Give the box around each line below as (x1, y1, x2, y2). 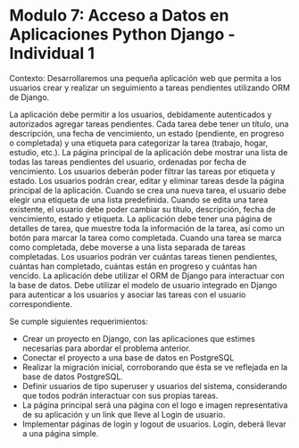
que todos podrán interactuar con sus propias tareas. (21, 390, 219, 401)
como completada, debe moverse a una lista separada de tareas (9, 242, 246, 253)
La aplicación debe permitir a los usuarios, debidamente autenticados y (9, 109, 272, 120)
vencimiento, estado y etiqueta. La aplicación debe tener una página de (9, 213, 272, 224)
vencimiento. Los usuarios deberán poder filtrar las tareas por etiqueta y (9, 166, 276, 177)
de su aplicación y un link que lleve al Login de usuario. (21, 409, 226, 419)
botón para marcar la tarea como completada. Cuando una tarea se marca (9, 232, 282, 243)
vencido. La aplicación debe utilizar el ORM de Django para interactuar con (9, 270, 286, 281)
